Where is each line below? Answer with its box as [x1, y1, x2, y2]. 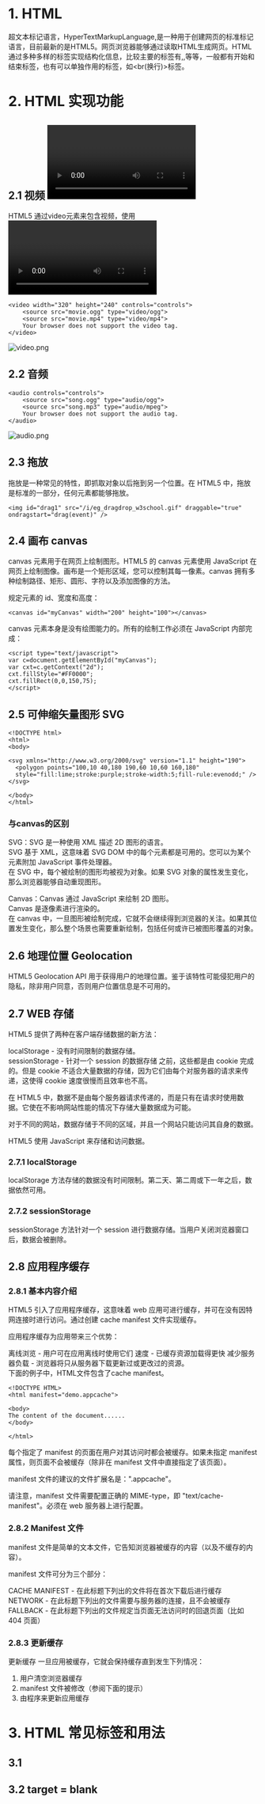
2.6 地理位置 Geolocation [8, 949, 133, 963]
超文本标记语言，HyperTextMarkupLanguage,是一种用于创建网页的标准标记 [8, 32, 254, 41]
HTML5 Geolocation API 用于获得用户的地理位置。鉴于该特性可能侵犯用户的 [8, 971, 255, 982]
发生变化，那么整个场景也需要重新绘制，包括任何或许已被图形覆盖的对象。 [14, 924, 258, 933]
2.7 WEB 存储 [8, 1007, 74, 1020]
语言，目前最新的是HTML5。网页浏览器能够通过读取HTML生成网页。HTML [8, 41, 252, 51]
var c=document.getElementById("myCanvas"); [8, 656, 157, 665]
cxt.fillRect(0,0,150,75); [8, 678, 97, 686]
